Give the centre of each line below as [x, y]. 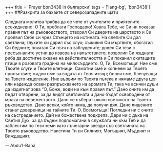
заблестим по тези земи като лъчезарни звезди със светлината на [75, 126]
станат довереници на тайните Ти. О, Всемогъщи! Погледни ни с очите [79, 110]
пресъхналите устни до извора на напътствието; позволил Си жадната [79, 53]
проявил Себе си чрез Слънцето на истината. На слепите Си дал [73, 37]
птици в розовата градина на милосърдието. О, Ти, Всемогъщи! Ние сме [81, 63]
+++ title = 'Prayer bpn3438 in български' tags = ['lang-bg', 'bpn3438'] [78, 7]
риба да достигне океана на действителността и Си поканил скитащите [80, 58]
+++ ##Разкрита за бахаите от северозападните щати [62, 12]
